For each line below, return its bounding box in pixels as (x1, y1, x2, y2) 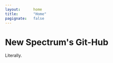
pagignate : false (5, 16, 45, 21)
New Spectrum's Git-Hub (5, 37, 109, 48)
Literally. (5, 52, 22, 58)
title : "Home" (5, 12, 47, 16)
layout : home (5, 7, 42, 12)
